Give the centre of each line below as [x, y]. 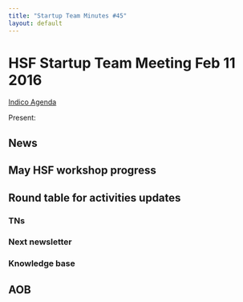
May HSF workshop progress [82, 171]
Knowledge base [42, 263]
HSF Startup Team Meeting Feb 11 [122, 63]
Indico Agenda [32, 102]
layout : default [35, 23]
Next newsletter [40, 242]
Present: [22, 118]
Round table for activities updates [95, 198]
